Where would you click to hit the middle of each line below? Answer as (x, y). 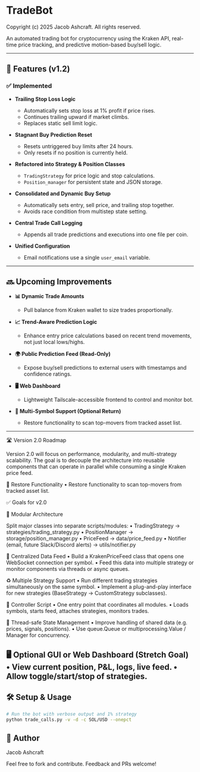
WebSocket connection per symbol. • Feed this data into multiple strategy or (100, 562)
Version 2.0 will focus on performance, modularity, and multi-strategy (92, 454)
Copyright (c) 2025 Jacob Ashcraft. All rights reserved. (74, 27)
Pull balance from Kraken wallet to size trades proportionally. (98, 310)
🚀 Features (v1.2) (38, 69)
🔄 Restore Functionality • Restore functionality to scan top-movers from (94, 485)
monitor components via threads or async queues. (68, 569)
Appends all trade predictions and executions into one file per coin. (106, 234)
